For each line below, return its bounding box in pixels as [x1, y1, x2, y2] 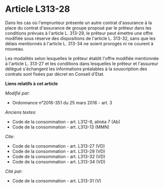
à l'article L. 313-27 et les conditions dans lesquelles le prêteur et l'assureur [5, 61, 159, 66]
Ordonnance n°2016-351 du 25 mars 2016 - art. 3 [12, 99, 112, 105]
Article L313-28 [5, 3, 70, 15]
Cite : [5, 133, 15, 139]
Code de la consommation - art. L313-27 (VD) [12, 143, 105, 149]
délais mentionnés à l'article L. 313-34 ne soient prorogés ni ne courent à [5, 40, 154, 46]
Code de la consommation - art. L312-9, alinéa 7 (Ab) [12, 119, 121, 125]
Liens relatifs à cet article [5, 80, 58, 87]
